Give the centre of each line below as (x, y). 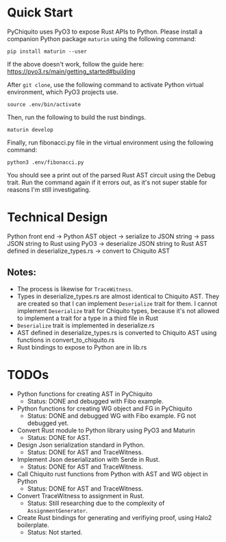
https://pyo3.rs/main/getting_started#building (71, 71)
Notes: (22, 272)
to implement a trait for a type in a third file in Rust (88, 318)
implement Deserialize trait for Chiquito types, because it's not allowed (118, 310)
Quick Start (40, 13)
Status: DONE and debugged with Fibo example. (96, 401)
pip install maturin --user (47, 51)
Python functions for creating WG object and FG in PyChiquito (105, 408)
